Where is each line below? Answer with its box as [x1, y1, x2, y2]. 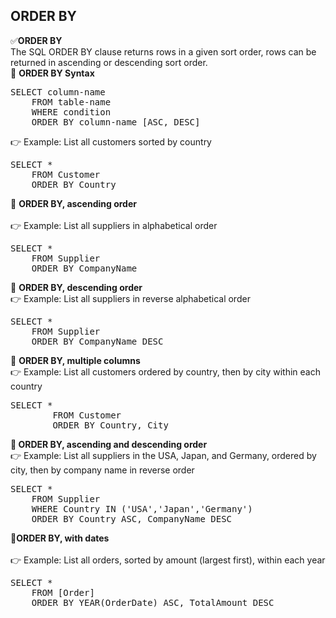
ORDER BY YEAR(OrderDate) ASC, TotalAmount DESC [31, 597, 275, 608]
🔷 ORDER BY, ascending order [10, 197, 137, 209]
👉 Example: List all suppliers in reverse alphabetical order [10, 292, 251, 304]
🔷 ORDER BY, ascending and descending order [10, 438, 208, 450]
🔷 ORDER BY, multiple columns [10, 354, 141, 366]
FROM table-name [31, 96, 112, 108]
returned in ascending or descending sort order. [10, 56, 208, 68]
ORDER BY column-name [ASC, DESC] [31, 116, 201, 128]
